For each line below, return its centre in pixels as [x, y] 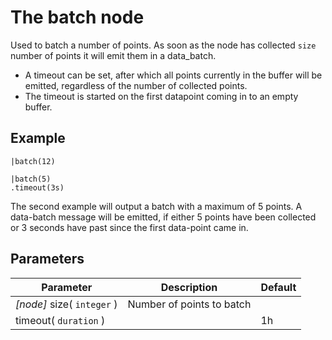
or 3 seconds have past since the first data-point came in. [129, 227]
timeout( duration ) [60, 320]
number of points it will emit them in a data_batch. [113, 55]
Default [278, 287]
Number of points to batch [189, 304]
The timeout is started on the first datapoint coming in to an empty [161, 96]
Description [189, 287]
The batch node [77, 17]
